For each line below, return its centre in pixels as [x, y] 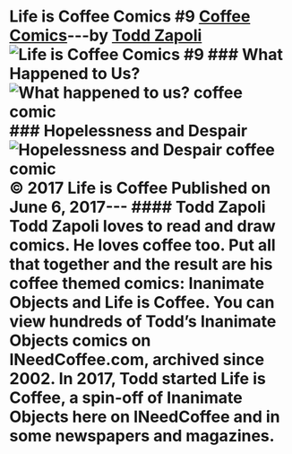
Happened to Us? [75, 74]
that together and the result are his [141, 264]
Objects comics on [80, 340]
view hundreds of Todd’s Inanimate [143, 322]
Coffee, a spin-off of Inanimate [126, 398]
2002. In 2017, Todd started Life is [137, 379]
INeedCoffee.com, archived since [137, 360]
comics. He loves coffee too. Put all [142, 245]
